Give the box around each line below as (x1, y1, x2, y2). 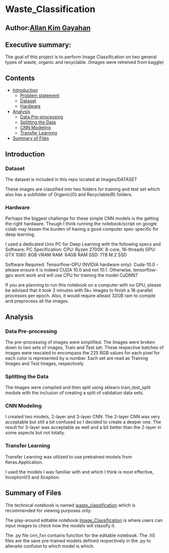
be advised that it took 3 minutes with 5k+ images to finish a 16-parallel (5, 288, 153, 294)
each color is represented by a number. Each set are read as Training (5, 355, 148, 361)
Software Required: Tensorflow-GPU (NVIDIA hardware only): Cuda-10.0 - (5, 261, 158, 267)
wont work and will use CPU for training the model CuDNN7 (14, 272, 138, 279)
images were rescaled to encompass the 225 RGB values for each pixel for (5, 349, 160, 355)
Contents (5, 74, 35, 82)
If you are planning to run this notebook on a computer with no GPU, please (5, 282, 161, 288)
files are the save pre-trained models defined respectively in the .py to (5, 537, 151, 543)
